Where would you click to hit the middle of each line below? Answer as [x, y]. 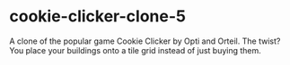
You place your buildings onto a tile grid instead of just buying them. [136, 50]
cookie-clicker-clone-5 [98, 16]
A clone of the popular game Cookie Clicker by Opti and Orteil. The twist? [145, 41]
